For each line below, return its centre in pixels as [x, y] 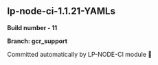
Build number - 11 [32, 27]
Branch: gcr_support [37, 41]
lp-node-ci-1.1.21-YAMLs [61, 11]
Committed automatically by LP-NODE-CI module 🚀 [80, 54]
